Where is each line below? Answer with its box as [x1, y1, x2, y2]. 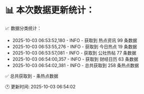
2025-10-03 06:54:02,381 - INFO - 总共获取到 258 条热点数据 [12, 62, 140, 68]
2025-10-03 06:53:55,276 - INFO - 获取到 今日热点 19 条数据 [12, 43, 137, 49]
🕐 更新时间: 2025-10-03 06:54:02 [5, 83, 76, 89]
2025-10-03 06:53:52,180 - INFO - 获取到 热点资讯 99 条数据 [12, 37, 138, 43]
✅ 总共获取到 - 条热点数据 [5, 73, 59, 79]
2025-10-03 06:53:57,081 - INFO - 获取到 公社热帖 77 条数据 [12, 49, 137, 55]
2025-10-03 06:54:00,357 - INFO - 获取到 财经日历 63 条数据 [12, 56, 139, 62]
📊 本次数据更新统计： [5, 4, 95, 16]
